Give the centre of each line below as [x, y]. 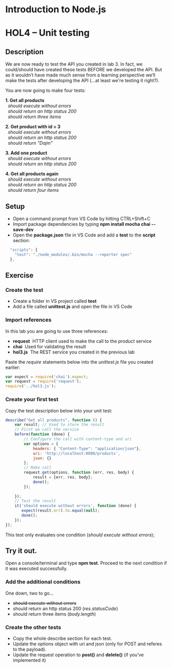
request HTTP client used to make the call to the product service [82, 341]
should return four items [33, 190]
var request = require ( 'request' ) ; [43, 381]
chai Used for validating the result [49, 346]
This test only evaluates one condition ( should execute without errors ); [80, 535]
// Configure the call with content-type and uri [78, 439]
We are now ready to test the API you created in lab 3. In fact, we [74, 64]
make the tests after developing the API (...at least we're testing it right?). [82, 81]
